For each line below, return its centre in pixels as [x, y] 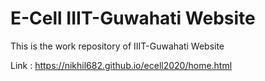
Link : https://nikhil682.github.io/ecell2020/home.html [121, 65]
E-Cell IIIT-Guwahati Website [133, 18]
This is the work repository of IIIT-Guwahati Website [117, 46]
